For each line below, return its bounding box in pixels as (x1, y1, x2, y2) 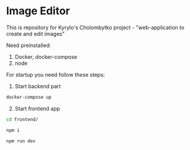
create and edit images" (6, 30, 65, 37)
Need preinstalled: (6, 42, 52, 49)
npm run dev (6, 138, 36, 144)
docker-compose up (6, 94, 52, 100)
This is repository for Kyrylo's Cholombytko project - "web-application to (6, 24, 185, 31)
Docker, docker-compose (14, 53, 78, 60)
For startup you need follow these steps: (6, 71, 105, 78)
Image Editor (6, 4, 70, 18)
